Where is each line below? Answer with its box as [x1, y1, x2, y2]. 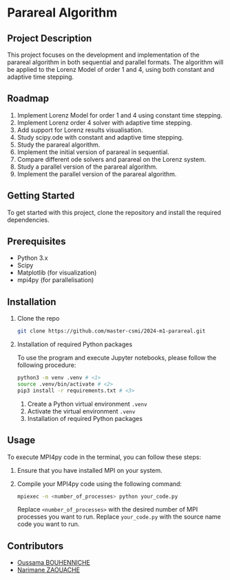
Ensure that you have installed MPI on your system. [17, 466, 163, 474]
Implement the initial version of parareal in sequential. [17, 147, 170, 156]
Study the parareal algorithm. [17, 140, 101, 149]
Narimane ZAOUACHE [17, 565, 81, 574]
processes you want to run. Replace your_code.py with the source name [17, 513, 222, 521]
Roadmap [7, 93, 50, 104]
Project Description [7, 32, 92, 44]
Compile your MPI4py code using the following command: [17, 479, 182, 488]
